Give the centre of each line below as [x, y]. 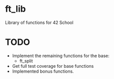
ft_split [26, 61]
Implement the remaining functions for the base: [61, 56]
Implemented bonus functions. [43, 71]
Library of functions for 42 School [39, 22]
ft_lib [15, 9]
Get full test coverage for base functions [53, 66]
